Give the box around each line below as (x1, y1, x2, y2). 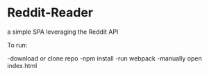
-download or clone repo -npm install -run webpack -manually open (7, 54, 203, 63)
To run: (7, 41, 28, 49)
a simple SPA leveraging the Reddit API (7, 28, 119, 36)
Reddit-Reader (7, 5, 94, 21)
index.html (7, 61, 37, 69)
